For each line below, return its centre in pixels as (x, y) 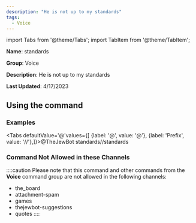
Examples (21, 122)
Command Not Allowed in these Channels (68, 157)
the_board (28, 188)
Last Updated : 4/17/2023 (37, 86)
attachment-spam (37, 195)
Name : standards (28, 52)
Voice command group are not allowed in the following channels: (86, 177)
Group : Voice (22, 63)
